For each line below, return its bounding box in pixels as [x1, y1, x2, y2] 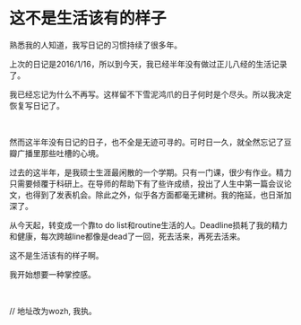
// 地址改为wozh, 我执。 [9, 305, 97, 316]
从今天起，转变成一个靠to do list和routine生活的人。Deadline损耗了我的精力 [9, 219, 288, 230]
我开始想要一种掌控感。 [9, 268, 96, 279]
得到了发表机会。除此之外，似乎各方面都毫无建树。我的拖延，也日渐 [32, 189, 284, 200]
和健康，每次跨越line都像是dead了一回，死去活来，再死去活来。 [9, 231, 245, 242]
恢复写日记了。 [9, 100, 64, 110]
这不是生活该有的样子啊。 [9, 250, 104, 260]
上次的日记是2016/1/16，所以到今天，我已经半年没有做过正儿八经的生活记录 [9, 58, 288, 69]
